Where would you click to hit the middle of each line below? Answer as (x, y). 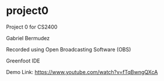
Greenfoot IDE (23, 61)
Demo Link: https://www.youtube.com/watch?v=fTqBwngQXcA (82, 72)
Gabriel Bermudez (28, 38)
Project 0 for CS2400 (32, 27)
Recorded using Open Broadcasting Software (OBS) (69, 49)
